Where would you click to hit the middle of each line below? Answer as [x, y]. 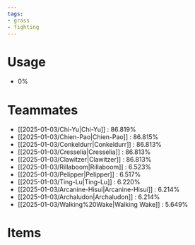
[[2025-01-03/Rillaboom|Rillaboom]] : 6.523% [84, 167]
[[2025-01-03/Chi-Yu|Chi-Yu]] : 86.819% [77, 130]
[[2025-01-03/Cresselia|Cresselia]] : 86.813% [84, 152]
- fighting [23, 27]
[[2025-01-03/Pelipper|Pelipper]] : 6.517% [79, 174]
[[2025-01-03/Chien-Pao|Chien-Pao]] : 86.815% [88, 137]
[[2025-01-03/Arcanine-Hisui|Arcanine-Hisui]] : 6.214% [99, 190]
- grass [19, 20]
